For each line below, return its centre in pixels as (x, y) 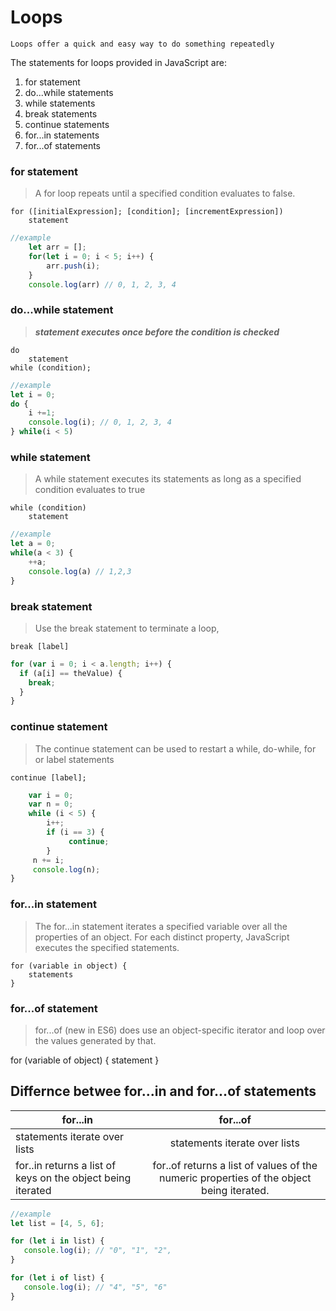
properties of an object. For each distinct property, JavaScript (162, 937)
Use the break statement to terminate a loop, (127, 628)
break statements (61, 113)
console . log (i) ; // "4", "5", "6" (95, 1287)
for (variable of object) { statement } (85, 1060)
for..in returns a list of (66, 1165)
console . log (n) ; (66, 869)
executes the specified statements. (107, 947)
